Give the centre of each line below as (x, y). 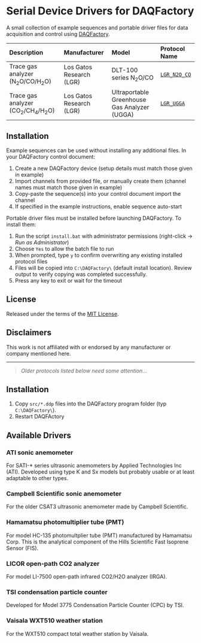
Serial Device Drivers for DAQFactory (100, 11)
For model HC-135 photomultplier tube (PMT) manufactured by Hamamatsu (99, 535)
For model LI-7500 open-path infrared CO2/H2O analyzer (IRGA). (87, 577)
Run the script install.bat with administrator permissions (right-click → (104, 236)
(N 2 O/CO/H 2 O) (31, 82)
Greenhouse (129, 100)
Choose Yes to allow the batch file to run (64, 248)
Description (26, 52)
